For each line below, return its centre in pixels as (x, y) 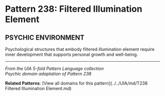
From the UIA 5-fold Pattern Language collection (55, 69)
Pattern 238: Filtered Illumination (74, 9)
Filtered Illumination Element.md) (38, 88)
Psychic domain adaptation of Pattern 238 (48, 74)
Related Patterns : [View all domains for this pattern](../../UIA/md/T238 (76, 83)
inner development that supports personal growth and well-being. (72, 54)
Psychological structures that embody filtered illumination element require (80, 49)
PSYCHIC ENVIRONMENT (45, 37)
